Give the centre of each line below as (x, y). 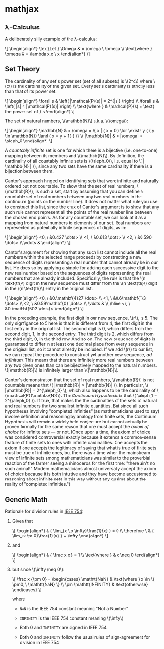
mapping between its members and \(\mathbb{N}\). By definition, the (75, 155)
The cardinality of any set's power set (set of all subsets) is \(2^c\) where (79, 81)
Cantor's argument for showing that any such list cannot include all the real (81, 252)
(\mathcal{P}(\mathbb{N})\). (34, 395)
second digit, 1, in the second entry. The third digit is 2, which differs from (80, 334)
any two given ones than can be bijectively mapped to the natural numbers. (81, 365)
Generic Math (26, 500)
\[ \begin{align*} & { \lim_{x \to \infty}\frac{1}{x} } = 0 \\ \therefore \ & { (83, 530)
